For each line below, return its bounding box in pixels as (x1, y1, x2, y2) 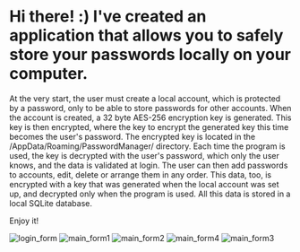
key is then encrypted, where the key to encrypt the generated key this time (9, 121, 289, 132)
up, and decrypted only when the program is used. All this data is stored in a (9, 188, 291, 199)
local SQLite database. (9, 197, 92, 208)
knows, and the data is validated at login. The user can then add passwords (9, 160, 288, 170)
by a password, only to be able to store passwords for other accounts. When (9, 102, 292, 113)
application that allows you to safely (9, 25, 284, 46)
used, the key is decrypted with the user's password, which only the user (9, 150, 279, 161)
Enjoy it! (9, 215, 39, 226)
